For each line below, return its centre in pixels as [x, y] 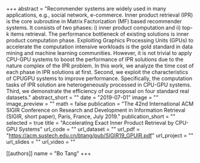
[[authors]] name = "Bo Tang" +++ [49, 153]
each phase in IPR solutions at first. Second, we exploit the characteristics [97, 72]
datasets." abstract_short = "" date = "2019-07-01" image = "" [82, 97]
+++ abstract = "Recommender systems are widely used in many [86, 9]
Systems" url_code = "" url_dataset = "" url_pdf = [79, 129]
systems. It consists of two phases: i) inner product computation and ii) [93, 27]
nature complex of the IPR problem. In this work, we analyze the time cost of [100, 66]
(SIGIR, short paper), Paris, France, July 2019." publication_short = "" [91, 116]
